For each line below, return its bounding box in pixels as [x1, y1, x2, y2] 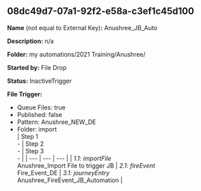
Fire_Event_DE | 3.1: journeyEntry [16, 168, 110, 177]
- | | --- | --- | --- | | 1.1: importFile [16, 154, 111, 162]
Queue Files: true [16, 103, 66, 112]
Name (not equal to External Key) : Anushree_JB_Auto [7, 23, 158, 31]
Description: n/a [7, 37, 54, 45]
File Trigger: [7, 90, 42, 98]
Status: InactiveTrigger [7, 77, 72, 85]
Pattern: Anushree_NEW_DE [16, 118, 96, 126]
